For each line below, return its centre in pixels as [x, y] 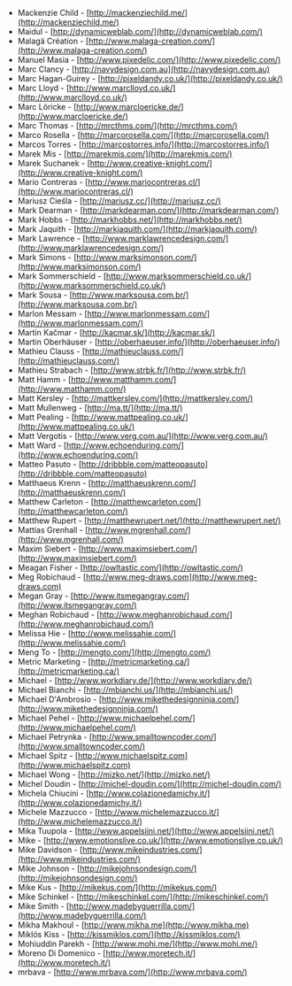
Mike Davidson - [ [50, 850]
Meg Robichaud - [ [52, 577]
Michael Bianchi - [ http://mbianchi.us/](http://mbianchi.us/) [125, 690]
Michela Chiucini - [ [54, 793]
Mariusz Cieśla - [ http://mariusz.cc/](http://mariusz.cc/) [119, 201]
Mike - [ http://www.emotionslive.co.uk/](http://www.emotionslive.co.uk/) [150, 840]
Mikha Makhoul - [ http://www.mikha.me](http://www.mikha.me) [133, 925]
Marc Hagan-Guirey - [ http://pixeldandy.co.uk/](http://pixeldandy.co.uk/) [150, 78]
